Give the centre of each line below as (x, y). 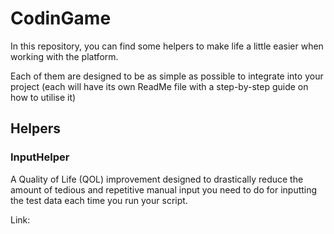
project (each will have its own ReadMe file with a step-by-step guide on (159, 86)
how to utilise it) (43, 97)
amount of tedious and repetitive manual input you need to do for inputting (164, 189)
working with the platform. (64, 56)
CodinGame (61, 18)
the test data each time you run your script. (99, 200)
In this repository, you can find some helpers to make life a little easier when (167, 46)
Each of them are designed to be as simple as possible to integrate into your (167, 76)
